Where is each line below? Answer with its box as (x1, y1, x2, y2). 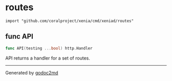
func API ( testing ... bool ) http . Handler (5, 45, 93, 51)
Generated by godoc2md (5, 69, 58, 75)
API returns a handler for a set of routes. (5, 55, 91, 61)
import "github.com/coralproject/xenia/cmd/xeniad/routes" (5, 18, 134, 23)
